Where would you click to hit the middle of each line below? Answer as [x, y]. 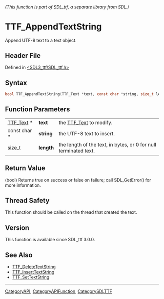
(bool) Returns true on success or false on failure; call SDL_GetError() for [78, 180]
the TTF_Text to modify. [85, 123]
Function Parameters [38, 110]
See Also [19, 255]
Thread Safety [27, 201]
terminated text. [77, 150]
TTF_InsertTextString [33, 272]
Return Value [25, 168]
